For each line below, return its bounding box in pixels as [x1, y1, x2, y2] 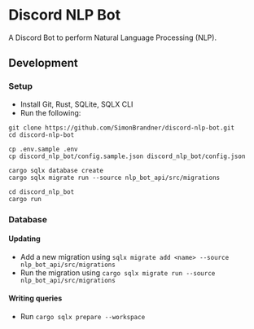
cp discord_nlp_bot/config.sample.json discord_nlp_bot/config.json [8, 152, 246, 160]
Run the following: [20, 107, 81, 117]
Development [8, 56, 79, 70]
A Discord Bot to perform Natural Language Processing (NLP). [8, 33, 217, 42]
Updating [8, 234, 41, 243]
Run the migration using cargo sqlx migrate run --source [20, 267, 216, 278]
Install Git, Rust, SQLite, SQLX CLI [20, 99, 134, 109]
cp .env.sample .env [8, 145, 79, 153]
